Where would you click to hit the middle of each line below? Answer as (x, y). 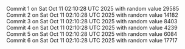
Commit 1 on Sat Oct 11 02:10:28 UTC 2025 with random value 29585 (93, 9)
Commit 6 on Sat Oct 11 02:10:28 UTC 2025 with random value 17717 (92, 40)
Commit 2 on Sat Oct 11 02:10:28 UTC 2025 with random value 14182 (92, 15)
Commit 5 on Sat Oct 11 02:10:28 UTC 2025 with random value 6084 (92, 34)
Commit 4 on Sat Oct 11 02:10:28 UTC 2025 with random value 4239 (92, 27)
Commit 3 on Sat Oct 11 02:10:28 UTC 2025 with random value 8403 (92, 21)
